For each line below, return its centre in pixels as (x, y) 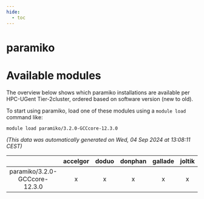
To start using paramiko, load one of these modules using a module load (96, 111)
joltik (188, 161)
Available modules (54, 75)
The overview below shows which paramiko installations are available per (98, 93)
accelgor (76, 161)
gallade (164, 161)
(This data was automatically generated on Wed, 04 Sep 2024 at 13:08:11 (98, 139)
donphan (133, 161)
